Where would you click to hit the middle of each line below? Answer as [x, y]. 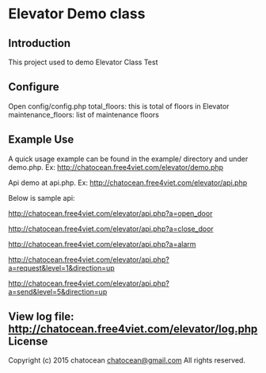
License [28, 342]
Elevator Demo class [77, 14]
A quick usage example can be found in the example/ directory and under [128, 159]
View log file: [41, 317]
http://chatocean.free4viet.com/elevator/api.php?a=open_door [110, 213]
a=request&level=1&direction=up [61, 267]
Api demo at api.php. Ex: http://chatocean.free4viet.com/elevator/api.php [128, 183]
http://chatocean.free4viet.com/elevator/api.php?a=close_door [111, 229]
